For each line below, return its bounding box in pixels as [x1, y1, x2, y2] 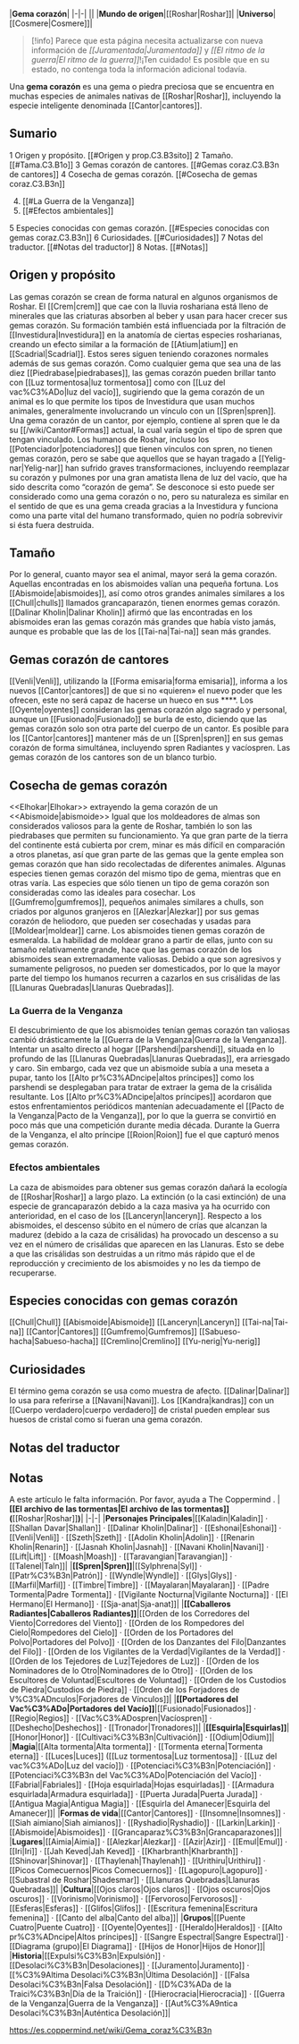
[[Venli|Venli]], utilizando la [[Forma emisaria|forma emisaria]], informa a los [9, 676, 288, 686]
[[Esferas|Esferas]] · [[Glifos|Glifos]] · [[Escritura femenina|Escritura [9, 1903, 259, 1914]
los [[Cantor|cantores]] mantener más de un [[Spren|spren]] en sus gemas [9, 733, 284, 744]
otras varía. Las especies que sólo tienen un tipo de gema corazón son [9, 878, 270, 889]
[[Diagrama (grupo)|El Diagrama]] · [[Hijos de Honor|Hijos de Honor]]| [9, 1941, 266, 1952]
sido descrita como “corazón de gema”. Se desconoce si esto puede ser [9, 481, 275, 492]
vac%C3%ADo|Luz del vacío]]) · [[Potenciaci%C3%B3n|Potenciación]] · [9, 1760, 276, 1771]
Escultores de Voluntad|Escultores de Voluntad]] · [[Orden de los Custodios [9, 1674, 287, 1686]
